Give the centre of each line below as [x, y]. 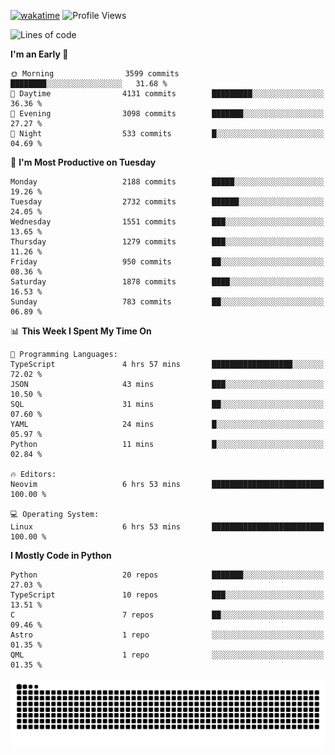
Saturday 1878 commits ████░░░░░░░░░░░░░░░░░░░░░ [167, 282]
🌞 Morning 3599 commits [95, 74]
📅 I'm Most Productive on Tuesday [83, 162]
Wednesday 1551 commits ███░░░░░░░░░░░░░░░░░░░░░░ [167, 222]
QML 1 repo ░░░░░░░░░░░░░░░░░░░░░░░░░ [167, 655]
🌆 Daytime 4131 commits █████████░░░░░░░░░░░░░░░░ [167, 94]
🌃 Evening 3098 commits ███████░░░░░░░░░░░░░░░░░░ [167, 114]
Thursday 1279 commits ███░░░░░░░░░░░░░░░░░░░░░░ [167, 242]
